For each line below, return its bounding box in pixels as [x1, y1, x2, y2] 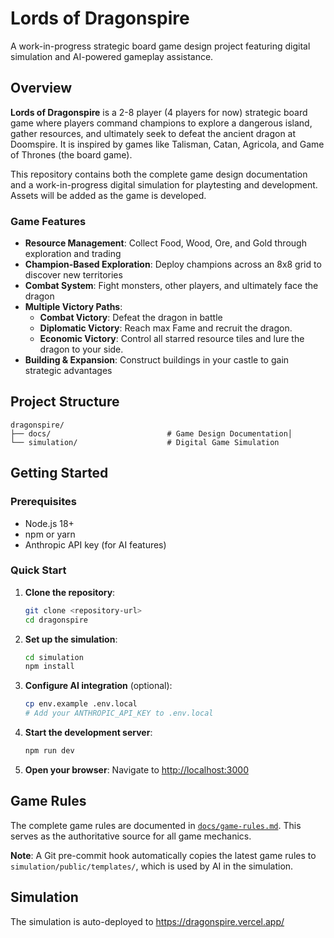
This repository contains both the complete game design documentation [10, 168, 308, 180]
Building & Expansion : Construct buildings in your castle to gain [24, 354, 290, 366]
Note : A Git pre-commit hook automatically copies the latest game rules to [10, 849, 317, 861]
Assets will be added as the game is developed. [10, 189, 207, 201]
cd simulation [24, 652, 84, 662]
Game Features [10, 214, 87, 228]
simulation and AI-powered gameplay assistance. [10, 50, 214, 62]
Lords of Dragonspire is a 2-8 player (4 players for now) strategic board [10, 106, 308, 118]
